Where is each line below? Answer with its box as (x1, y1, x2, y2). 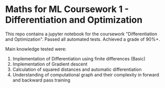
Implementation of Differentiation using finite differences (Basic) (12, 55, 146, 61)
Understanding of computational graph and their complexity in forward (12, 71, 159, 77)
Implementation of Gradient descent (12, 61, 88, 67)
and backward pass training (12, 77, 70, 83)
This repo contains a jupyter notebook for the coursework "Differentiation (5, 31, 157, 37)
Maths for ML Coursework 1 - (5, 4, 129, 15)
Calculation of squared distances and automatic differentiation (12, 66, 142, 72)
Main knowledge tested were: (5, 46, 67, 52)
